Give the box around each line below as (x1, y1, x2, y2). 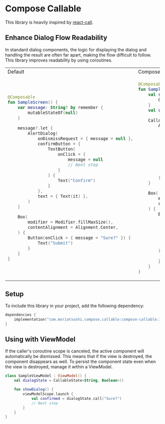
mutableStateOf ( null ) (27, 110, 79, 116)
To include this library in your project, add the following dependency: (5, 303, 144, 309)
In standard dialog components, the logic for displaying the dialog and (5, 46, 147, 52)
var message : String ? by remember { (17, 105, 104, 110)
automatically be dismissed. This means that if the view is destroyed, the (5, 353, 152, 359)
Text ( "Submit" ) (37, 240, 73, 246)
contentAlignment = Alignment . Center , (27, 224, 119, 230)
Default (7, 68, 25, 75)
